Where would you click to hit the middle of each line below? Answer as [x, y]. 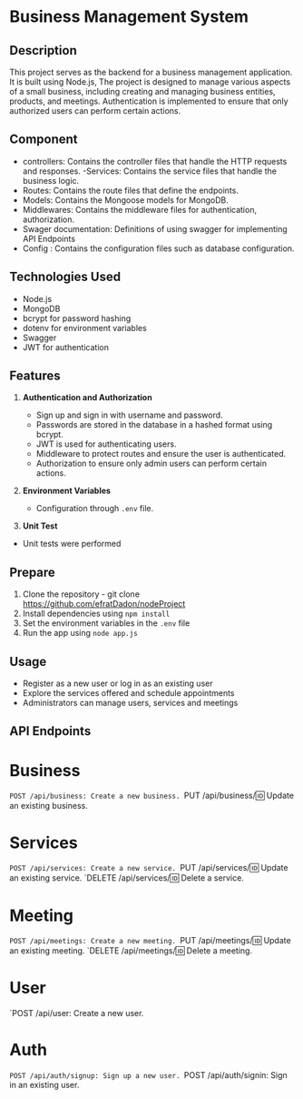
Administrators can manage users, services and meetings [130, 703]
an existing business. [49, 806]
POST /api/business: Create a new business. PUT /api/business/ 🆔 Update [152, 796]
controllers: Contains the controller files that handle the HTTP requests [155, 161]
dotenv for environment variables [84, 328]
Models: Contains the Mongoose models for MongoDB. [125, 200]
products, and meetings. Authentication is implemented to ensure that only [149, 101]
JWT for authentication [65, 347]
